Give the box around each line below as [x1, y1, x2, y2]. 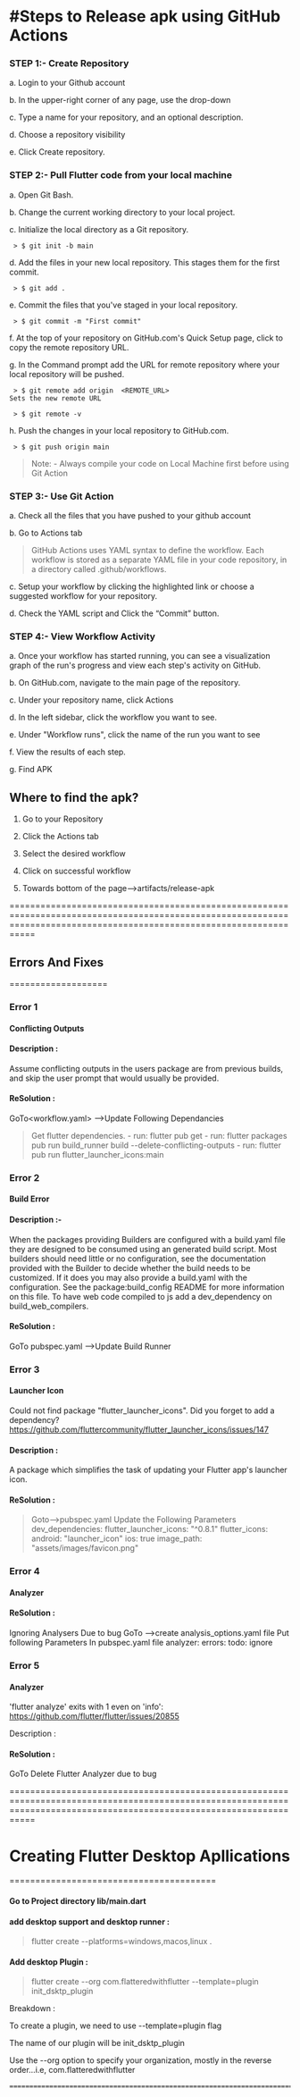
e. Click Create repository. [9, 147, 105, 157]
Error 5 [9, 1660, 40, 1672]
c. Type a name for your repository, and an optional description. [9, 112, 244, 122]
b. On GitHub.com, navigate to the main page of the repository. [9, 678, 241, 688]
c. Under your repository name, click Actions [9, 695, 174, 705]
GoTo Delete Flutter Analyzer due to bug [9, 1768, 157, 1780]
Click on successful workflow [21, 865, 131, 877]
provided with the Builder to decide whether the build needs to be [9, 1262, 251, 1273]
